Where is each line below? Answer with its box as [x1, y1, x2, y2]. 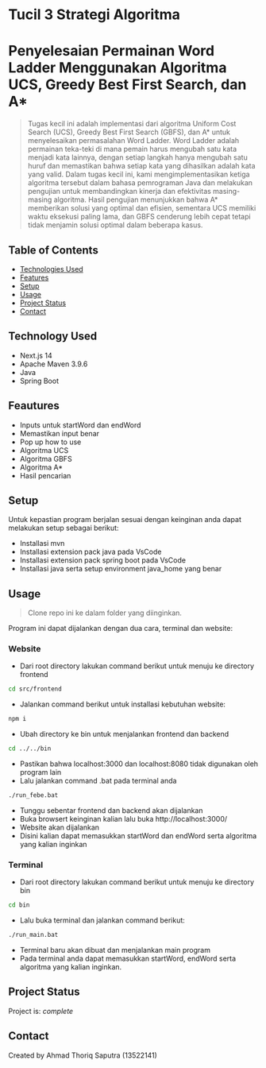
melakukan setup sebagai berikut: [8, 523, 119, 533]
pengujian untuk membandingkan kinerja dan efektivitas [27, 187, 212, 196]
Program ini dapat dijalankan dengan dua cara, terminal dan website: [8, 624, 233, 633]
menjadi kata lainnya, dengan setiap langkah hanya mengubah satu [27, 153, 248, 162]
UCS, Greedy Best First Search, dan [8, 75, 247, 94]
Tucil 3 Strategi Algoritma [8, 6, 181, 24]
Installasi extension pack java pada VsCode [19, 547, 162, 557]
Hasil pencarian [19, 470, 71, 480]
